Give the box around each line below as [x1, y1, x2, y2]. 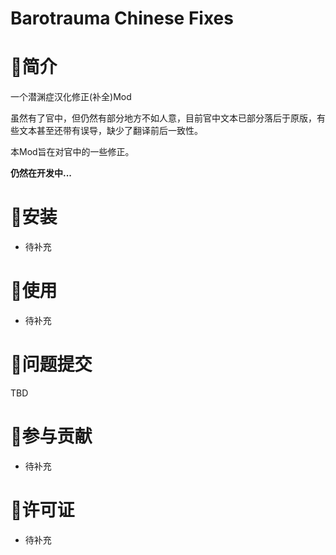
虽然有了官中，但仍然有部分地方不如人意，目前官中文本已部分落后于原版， [10, 112, 317, 124]
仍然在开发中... [10, 167, 73, 179]
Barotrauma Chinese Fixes [10, 7, 234, 30]
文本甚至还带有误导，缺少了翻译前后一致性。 [18, 125, 203, 137]
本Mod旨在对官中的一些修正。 [10, 146, 135, 158]
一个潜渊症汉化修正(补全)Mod [10, 91, 132, 103]
